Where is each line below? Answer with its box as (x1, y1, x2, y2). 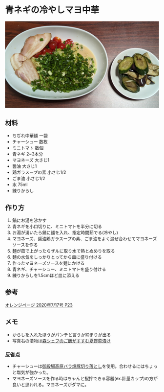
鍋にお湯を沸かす (12, 217, 47, 223)
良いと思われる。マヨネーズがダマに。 (12, 381, 89, 387)
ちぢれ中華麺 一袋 (12, 133, 48, 138)
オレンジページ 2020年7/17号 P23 (5, 302, 73, 308)
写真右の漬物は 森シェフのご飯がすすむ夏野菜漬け (12, 338, 111, 344)
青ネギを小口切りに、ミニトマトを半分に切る (12, 224, 102, 230)
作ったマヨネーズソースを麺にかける (12, 260, 85, 266)
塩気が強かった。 (16, 369, 51, 375)
